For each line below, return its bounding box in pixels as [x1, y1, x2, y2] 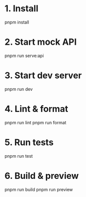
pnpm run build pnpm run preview [4, 186, 73, 192]
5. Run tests [4, 137, 54, 148]
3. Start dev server [4, 70, 82, 81]
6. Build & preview [4, 170, 79, 181]
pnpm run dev [4, 86, 33, 92]
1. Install [4, 3, 39, 14]
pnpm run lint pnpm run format [4, 119, 66, 125]
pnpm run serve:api [4, 53, 44, 58]
